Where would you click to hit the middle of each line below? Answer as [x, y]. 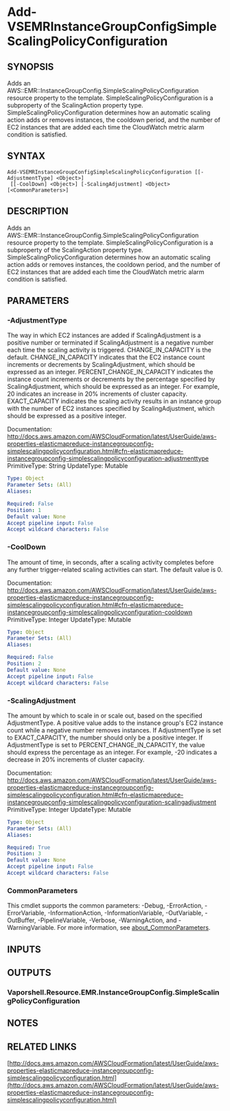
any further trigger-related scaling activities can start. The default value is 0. [115, 569]
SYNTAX [26, 156]
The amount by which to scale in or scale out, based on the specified [105, 715]
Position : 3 [24, 854]
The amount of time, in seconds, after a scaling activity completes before [111, 562]
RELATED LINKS [42, 1047]
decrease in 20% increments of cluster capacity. [76, 760]
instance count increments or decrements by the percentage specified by [111, 379]
